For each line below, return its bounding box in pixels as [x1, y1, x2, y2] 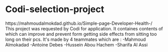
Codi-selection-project [5, 4, 105, 15]
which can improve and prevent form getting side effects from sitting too [5, 31, 157, 37]
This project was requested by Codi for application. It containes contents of [5, 25, 163, 31]
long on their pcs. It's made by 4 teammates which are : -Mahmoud [5, 36, 146, 42]
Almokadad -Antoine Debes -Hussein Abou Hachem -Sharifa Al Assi [5, 41, 148, 47]
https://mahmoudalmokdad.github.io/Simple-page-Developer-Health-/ [5, 20, 153, 26]
